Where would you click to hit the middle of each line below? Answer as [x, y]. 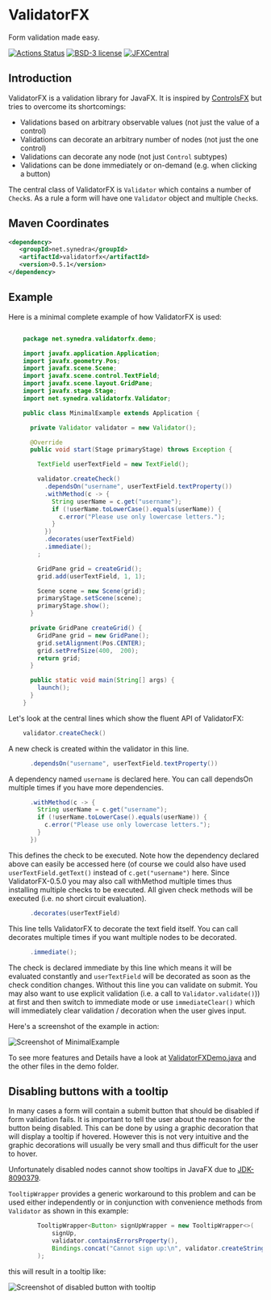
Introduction [40, 78]
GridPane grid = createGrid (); [90, 569]
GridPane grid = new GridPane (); [94, 635]
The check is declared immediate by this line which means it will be [120, 968]
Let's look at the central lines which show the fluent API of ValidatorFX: [126, 718]
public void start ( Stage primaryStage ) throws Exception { [131, 450]
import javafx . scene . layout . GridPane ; [88, 383]
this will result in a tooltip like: [57, 1271]
